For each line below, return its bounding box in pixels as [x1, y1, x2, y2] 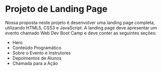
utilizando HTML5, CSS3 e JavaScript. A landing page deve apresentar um [5, 24, 157, 30]
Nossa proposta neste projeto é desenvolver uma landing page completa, [5, 20, 155, 25]
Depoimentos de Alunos [12, 55, 62, 61]
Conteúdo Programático [12, 45, 62, 50]
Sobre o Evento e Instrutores [12, 50, 71, 56]
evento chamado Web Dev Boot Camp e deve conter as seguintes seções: [5, 30, 157, 36]
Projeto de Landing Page [5, 3, 108, 15]
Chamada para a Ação [12, 60, 58, 66]
